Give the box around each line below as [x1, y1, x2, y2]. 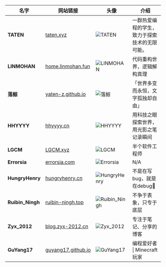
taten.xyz [45, 32, 67, 38]
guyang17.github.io [45, 247, 91, 253]
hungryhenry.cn [45, 175, 83, 181]
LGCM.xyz [45, 146, 70, 153]
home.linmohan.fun [45, 63, 90, 70]
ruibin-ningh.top [45, 199, 84, 206]
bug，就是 [132, 175, 157, 182]
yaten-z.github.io [45, 91, 86, 97]
